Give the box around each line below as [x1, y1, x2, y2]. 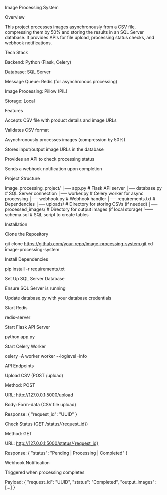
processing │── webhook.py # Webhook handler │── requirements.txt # [5, 196, 156, 202]
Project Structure [5, 175, 40, 181]
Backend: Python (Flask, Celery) [5, 59, 71, 65]
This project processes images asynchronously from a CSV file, [5, 24, 136, 30]
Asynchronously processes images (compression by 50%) [5, 137, 126, 142]
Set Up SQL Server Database [5, 276, 65, 281]
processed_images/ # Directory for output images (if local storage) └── [5, 206, 153, 212]
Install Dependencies [5, 256, 48, 262]
